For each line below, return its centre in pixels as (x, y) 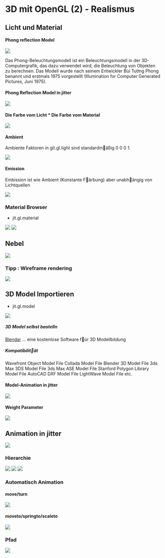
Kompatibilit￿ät (22, 351)
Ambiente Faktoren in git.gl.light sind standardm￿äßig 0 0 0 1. (68, 148)
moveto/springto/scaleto (31, 516)
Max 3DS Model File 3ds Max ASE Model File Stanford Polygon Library (77, 369)
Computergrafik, (22, 65)
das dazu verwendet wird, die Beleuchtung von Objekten (97, 65)
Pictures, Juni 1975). (26, 81)
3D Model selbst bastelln (31, 327)
